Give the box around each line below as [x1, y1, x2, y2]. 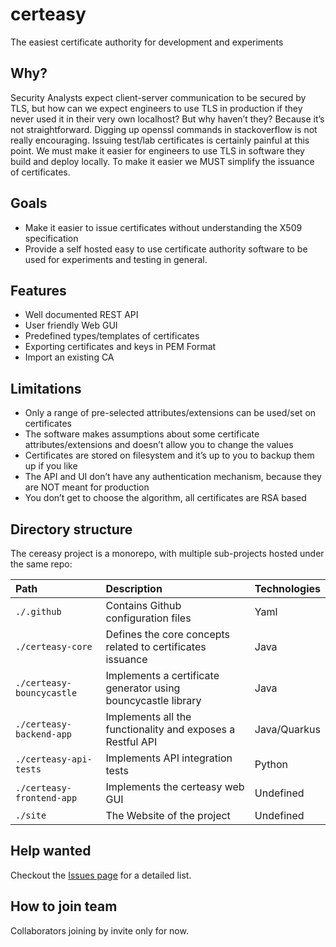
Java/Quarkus [254, 723, 321, 736]
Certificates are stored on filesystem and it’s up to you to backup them [24, 449, 315, 462]
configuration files [105, 611, 192, 625]
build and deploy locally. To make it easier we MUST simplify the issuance [10, 155, 315, 167]
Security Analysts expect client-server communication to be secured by [10, 91, 307, 103]
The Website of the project [105, 809, 231, 822]
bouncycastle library [105, 694, 202, 707]
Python [254, 758, 288, 771]
